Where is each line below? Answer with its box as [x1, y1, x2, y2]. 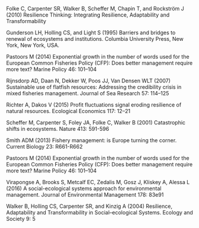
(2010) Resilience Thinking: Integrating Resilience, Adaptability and [6, 11, 170, 18]
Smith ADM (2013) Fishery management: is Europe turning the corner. [6, 137, 177, 144]
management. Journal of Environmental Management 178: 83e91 [6, 191, 164, 198]
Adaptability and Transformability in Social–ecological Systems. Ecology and [6, 209, 193, 216]
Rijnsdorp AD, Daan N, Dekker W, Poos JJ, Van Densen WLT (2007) [6, 77, 171, 84]
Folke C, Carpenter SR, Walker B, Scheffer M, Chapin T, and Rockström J [6, 5, 184, 12]
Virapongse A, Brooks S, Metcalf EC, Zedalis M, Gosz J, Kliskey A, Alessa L [6, 179, 190, 185]
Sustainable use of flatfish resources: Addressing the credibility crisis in [6, 84, 182, 91]
